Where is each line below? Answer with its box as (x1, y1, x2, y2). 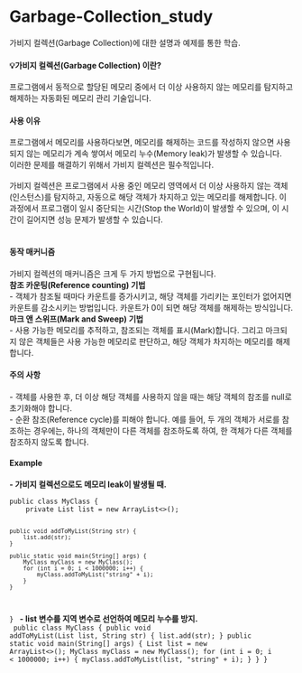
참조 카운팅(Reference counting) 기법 (9, 279, 146, 290)
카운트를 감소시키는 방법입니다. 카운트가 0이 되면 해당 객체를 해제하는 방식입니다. (9, 302, 294, 313)
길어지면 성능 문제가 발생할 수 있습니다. (25, 214, 164, 225)
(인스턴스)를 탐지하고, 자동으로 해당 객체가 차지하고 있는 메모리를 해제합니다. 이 (9, 192, 287, 202)
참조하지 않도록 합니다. (9, 436, 89, 447)
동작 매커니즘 (9, 246, 56, 257)
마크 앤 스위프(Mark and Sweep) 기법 (9, 313, 144, 324)
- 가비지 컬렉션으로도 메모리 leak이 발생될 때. (9, 479, 167, 490)
